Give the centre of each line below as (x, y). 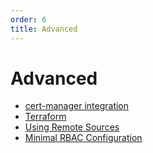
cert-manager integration (77, 106)
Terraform (45, 117)
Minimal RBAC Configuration (83, 138)
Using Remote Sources (72, 127)
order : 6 (28, 19)
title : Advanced (44, 29)
